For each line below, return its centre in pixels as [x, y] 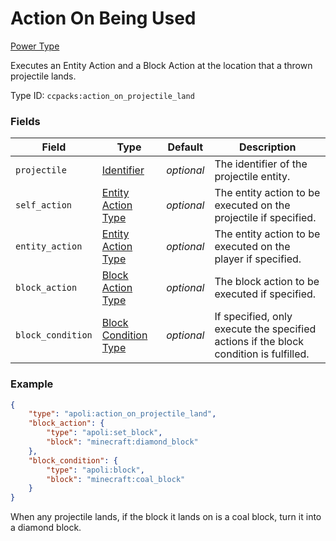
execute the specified [265, 329]
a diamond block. [46, 528]
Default [185, 147]
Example [32, 384]
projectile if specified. [265, 218]
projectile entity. [252, 177]
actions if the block [259, 342]
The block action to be [267, 282]
